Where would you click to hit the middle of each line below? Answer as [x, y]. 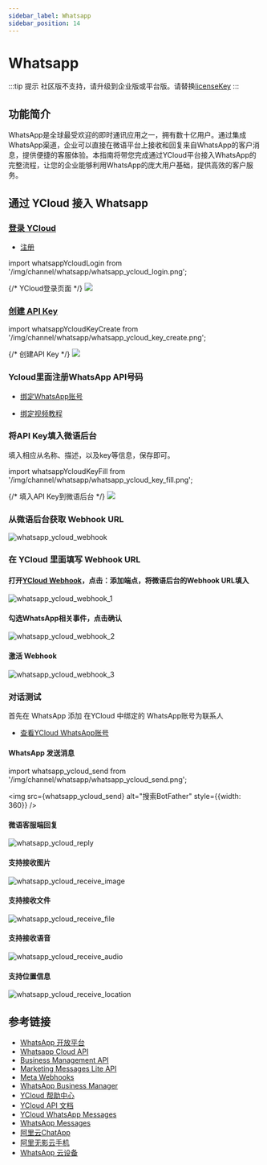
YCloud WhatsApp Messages [68, 1114]
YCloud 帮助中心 [47, 1095]
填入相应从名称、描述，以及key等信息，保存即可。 [91, 455]
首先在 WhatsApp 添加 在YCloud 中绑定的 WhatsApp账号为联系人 [116, 715]
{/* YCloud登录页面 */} [45, 288]
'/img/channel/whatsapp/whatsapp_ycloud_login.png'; [98, 271]
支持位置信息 [29, 976]
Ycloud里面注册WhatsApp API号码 [76, 377]
